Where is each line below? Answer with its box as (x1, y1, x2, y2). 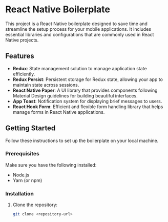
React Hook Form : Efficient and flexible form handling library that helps (12, 104, 163, 110)
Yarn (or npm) (12, 177, 43, 183)
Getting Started (5, 124, 56, 133)
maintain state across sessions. (12, 82, 79, 88)
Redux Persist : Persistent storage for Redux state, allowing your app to (12, 76, 163, 83)
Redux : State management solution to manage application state (12, 65, 147, 71)
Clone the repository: (12, 201, 58, 208)
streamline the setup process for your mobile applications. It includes (5, 26, 152, 32)
